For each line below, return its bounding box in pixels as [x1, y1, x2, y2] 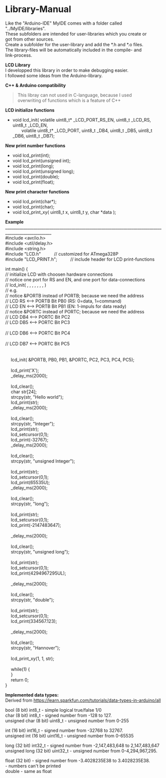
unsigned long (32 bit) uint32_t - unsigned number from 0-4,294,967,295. [5, 747, 158, 754]
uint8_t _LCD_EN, [12, 122, 48, 128]
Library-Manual [5, 4, 72, 15]
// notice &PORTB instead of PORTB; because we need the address [5, 292, 144, 298]
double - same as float [5, 768, 52, 774]
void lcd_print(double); [12, 173, 60, 179]
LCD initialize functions [5, 107, 55, 113]
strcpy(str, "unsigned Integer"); [11, 458, 75, 464]
